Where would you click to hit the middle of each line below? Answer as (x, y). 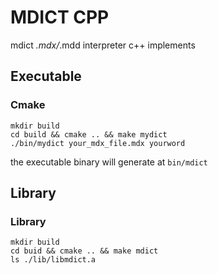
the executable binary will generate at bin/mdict (109, 162)
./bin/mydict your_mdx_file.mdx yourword (98, 143)
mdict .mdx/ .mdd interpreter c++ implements (103, 45)
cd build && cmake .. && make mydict (89, 134)
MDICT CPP (60, 17)
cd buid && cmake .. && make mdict (84, 251)
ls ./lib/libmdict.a (53, 260)
